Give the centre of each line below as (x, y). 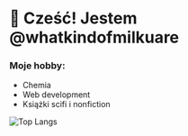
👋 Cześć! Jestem (73, 18)
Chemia (36, 86)
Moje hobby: (37, 66)
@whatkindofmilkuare (94, 37)
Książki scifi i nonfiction (66, 104)
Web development (56, 95)
